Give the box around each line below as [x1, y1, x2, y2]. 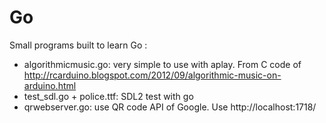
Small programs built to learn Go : [9, 39, 148, 51]
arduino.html [23, 79, 77, 91]
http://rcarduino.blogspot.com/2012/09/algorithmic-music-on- [23, 69, 282, 81]
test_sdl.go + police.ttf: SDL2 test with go [23, 90, 194, 102]
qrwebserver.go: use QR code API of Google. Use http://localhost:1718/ [23, 101, 317, 113]
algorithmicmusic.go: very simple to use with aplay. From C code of [23, 58, 302, 70]
